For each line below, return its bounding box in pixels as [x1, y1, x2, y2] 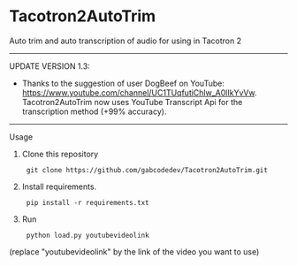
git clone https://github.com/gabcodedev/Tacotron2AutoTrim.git [26, 165, 268, 174]
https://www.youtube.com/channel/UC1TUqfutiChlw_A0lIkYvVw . [21, 87, 257, 98]
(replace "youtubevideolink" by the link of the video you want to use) [9, 246, 260, 257]
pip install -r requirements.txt [26, 198, 149, 207]
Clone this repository [21, 148, 99, 159]
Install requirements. [21, 181, 97, 192]
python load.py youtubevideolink [26, 231, 149, 239]
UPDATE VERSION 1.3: [9, 60, 90, 72]
